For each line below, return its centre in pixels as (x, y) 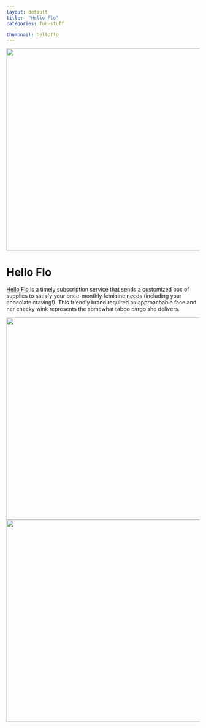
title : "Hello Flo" (33, 18)
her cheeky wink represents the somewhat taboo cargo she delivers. (93, 309)
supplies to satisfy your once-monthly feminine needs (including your (94, 296)
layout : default (27, 12)
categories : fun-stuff (35, 23)
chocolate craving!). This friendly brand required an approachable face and (101, 303)
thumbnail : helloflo (33, 34)
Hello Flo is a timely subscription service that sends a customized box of (98, 290)
